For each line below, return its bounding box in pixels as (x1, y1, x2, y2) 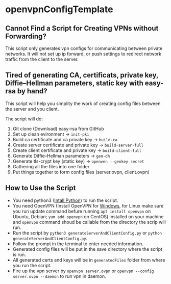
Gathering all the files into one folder (12, 163, 90, 169)
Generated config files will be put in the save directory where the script (12, 246, 162, 252)
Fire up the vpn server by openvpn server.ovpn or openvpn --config (12, 268, 154, 274)
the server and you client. (5, 106, 59, 112)
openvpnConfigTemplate (5, 4, 113, 15)
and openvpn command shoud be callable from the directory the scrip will (12, 219, 166, 225)
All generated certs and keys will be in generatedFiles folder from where (12, 256, 165, 263)
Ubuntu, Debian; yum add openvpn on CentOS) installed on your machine (12, 213, 164, 220)
